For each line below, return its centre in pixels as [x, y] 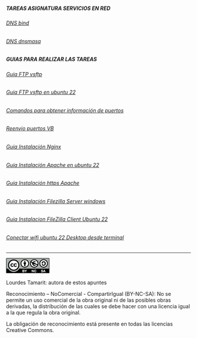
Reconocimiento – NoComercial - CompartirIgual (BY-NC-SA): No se [89, 293]
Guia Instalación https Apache [43, 183]
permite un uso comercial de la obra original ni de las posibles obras [89, 300]
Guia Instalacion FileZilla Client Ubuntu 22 [57, 219]
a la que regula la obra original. [43, 312]
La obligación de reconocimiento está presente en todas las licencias [89, 324]
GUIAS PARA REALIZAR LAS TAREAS [52, 59]
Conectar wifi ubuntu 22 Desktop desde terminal [65, 238]
